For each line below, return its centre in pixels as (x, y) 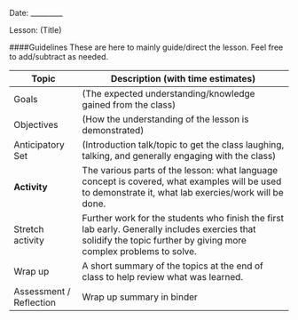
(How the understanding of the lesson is (165, 119)
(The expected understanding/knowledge (169, 94)
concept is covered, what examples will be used (182, 181)
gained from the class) (129, 104)
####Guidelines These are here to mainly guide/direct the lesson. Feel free (146, 47)
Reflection (35, 303)
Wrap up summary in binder (140, 297)
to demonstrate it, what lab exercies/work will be (183, 192)
